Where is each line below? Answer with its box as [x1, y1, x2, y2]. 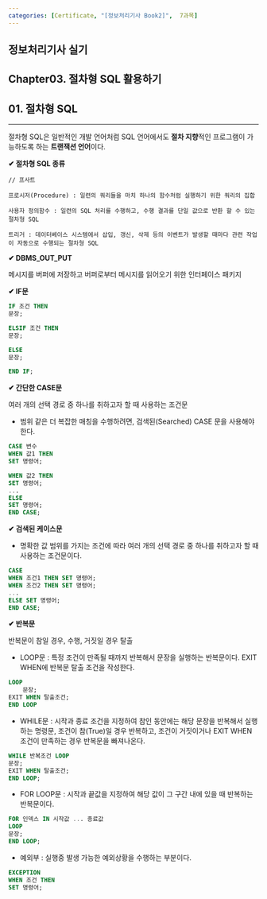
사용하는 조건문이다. [19, 551, 82, 560]
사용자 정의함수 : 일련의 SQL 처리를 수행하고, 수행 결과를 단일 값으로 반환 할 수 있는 [8, 207, 256, 215]
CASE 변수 [8, 443, 37, 451]
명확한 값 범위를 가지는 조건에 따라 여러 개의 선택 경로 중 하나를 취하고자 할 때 [19, 541, 259, 551]
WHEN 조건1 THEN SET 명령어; [8, 574, 97, 583]
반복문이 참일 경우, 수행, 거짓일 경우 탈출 [8, 636, 133, 645]
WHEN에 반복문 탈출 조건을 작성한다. [19, 663, 135, 672]
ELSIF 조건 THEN [8, 324, 59, 332]
